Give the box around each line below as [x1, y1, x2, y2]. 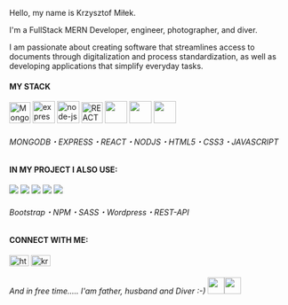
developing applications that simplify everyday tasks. [9, 61, 204, 71]
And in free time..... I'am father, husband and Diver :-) [9, 285, 206, 296]
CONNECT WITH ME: [9, 235, 89, 246]
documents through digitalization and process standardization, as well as [9, 51, 277, 61]
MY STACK [9, 81, 52, 91]
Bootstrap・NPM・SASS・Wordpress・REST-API [9, 207, 189, 217]
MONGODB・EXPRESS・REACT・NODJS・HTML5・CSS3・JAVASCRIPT [9, 137, 279, 147]
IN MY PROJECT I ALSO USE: [9, 164, 118, 176]
